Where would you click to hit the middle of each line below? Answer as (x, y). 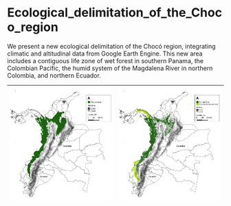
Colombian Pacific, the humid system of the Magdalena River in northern (110, 68)
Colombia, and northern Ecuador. (54, 75)
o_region (33, 27)
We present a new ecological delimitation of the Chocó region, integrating (111, 46)
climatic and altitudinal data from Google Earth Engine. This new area (105, 54)
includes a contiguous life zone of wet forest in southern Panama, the (106, 60)
